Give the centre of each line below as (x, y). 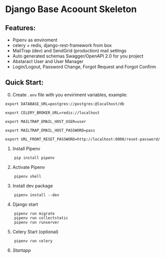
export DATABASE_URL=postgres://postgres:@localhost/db (65, 104)
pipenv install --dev (37, 195)
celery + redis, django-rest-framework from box (62, 45)
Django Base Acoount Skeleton (71, 9)
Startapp (22, 250)
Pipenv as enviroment (35, 40)
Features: (21, 28)
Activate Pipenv (29, 167)
